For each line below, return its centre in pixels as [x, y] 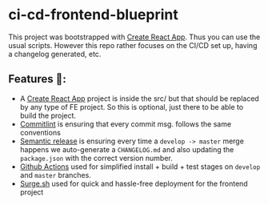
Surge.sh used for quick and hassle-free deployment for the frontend [134, 183]
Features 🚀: [37, 79]
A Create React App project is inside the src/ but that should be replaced [140, 98]
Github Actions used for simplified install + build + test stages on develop [140, 167]
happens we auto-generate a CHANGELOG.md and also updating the [127, 149]
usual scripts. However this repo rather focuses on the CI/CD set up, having [133, 45]
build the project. [48, 115]
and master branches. [56, 175]
